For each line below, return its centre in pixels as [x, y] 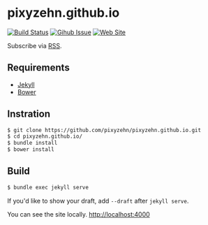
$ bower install [31, 150]
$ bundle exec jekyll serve [48, 187]
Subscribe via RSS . [35, 45]
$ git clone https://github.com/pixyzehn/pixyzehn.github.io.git [104, 130]
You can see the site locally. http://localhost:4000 [79, 214]
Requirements [38, 68]
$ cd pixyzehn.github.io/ [45, 137]
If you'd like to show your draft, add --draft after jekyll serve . [98, 201]
